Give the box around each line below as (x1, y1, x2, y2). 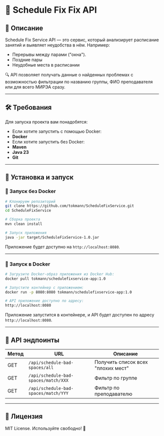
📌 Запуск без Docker (5, 188, 56, 195)
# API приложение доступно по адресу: (5, 298, 84, 303)
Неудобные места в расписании (12, 62, 80, 68)
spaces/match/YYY (28, 390, 69, 396)
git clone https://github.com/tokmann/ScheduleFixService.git (5, 203, 134, 209)
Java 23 (12, 149, 29, 155)
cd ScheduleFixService (5, 208, 51, 213)
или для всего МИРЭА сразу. (5, 84, 66, 90)
